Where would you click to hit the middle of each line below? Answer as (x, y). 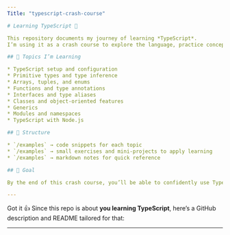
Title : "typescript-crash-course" (56, 13)
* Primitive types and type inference (62, 76)
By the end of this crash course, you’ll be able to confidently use (108, 182)
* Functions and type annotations (56, 88)
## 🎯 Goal (21, 170)
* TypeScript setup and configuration (62, 69)
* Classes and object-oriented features (66, 101)
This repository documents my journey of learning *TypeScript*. (102, 38)
